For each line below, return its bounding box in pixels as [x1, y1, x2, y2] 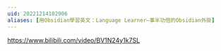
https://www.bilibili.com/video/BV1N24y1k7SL [7, 36, 141, 44]
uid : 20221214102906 [7, 10, 68, 17]
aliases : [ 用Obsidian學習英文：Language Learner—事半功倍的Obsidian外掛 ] [7, 17, 215, 24]
